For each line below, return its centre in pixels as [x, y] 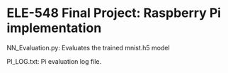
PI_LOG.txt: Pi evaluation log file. [54, 61]
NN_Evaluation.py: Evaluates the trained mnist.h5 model [89, 47]
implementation [54, 28]
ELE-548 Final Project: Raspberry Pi [114, 13]
